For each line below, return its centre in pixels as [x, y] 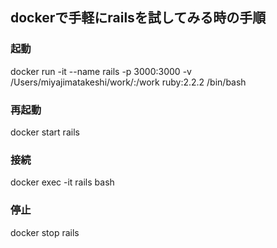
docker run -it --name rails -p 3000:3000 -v [101, 71]
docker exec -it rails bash [62, 182]
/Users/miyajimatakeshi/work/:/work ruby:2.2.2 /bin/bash [128, 82]
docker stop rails [45, 232]
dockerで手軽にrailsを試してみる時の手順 [138, 18]
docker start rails [45, 132]
